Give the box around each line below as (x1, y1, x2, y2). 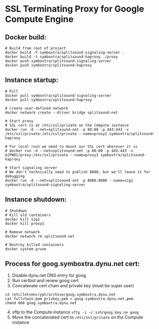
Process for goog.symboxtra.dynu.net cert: (5, 260, 140, 268)
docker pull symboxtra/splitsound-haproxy (5, 97, 92, 102)
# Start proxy (5, 118, 34, 123)
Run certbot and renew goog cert (12, 278, 79, 283)
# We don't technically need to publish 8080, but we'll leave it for (5, 169, 151, 174)
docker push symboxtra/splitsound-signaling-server (5, 59, 111, 64)
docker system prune (5, 247, 47, 251)
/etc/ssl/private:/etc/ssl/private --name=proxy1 (5, 131, 108, 136)
